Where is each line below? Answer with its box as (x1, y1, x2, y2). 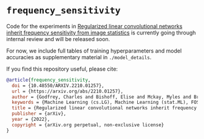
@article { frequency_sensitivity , (6, 77, 91, 83)
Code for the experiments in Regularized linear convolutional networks (6, 22, 183, 30)
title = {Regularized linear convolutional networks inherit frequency (12, 105, 197, 111)
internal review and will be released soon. (6, 35, 110, 42)
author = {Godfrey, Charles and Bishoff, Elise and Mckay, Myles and (12, 94, 191, 100)
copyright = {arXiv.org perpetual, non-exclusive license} (12, 121, 165, 128)
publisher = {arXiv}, (12, 111, 67, 117)
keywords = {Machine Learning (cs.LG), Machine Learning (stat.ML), (12, 99, 189, 106)
